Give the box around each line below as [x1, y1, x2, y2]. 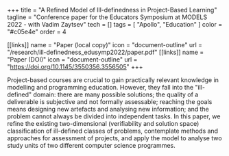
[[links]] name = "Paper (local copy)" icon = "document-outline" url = [7, 41, 203, 49]
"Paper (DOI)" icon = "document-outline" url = [7, 55, 138, 64]
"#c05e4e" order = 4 [7, 27, 67, 36]
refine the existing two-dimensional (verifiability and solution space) [7, 120, 200, 127]
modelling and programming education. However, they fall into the [7, 83, 194, 91]
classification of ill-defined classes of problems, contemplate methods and [7, 127, 218, 135]
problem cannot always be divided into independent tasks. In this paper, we [7, 112, 221, 120]
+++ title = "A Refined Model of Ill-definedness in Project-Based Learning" [7, 6, 217, 14]
